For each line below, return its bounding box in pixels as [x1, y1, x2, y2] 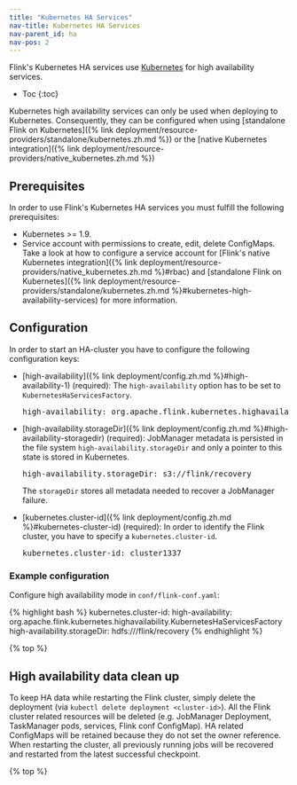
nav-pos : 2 [9, 37, 50, 47]
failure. [21, 494, 48, 506]
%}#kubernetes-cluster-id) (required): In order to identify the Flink [21, 521, 265, 532]
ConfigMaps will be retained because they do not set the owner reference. [9, 729, 281, 741]
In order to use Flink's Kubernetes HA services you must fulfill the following [9, 202, 285, 213]
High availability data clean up [9, 669, 180, 684]
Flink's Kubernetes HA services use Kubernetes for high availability [9, 62, 254, 73]
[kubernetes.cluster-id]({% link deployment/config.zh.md [21, 512, 232, 522]
